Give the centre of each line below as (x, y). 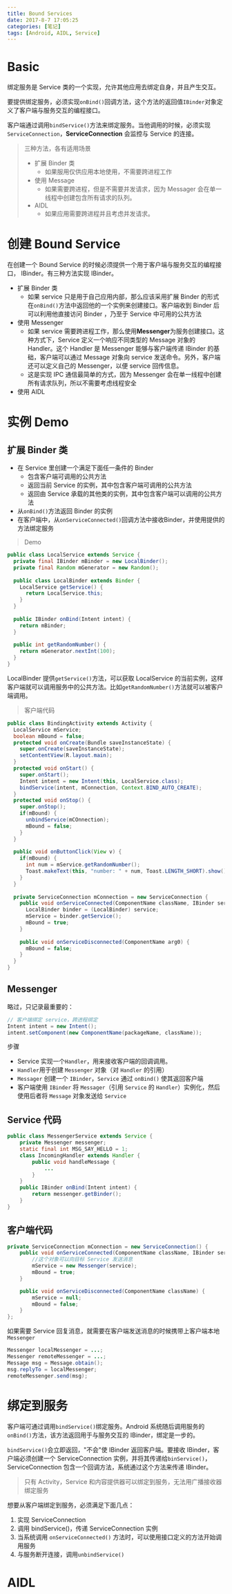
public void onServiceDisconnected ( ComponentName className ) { (113, 1291)
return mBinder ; (43, 625)
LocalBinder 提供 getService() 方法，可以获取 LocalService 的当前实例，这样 (115, 678)
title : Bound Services (40, 13)
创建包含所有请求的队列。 (99, 198)
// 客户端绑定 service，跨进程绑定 (52, 1020)
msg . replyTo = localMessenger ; (52, 1369)
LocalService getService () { (61, 587)
